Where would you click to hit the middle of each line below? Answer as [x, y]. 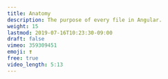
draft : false [26, 39]
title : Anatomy [29, 13]
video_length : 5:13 [35, 65]
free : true [23, 58]
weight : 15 [23, 26]
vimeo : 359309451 [32, 45]
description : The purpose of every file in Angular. [85, 20]
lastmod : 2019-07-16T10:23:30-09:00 [60, 33]
